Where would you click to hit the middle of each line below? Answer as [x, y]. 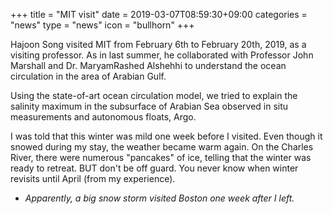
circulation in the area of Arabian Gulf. [88, 76]
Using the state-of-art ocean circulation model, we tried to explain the [154, 95]
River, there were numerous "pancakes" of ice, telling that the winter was [161, 157]
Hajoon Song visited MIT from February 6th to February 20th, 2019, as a [158, 44]
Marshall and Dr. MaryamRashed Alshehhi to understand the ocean [148, 65]
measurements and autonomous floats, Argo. [103, 117]
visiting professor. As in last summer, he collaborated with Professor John [162, 55]
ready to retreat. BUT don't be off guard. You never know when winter [154, 168]
